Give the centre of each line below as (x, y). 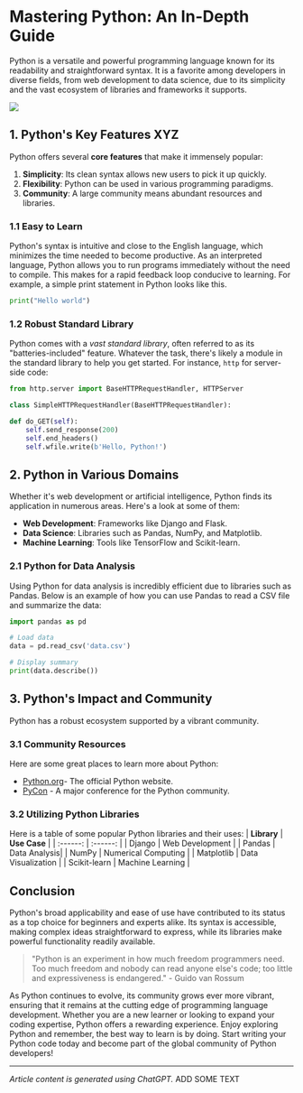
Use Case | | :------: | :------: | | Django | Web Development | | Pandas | (142, 843)
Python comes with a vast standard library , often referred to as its (132, 344)
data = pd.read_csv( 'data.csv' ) (70, 646)
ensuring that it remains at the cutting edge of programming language (139, 1005)
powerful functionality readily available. (83, 941)
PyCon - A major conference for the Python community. (126, 791)
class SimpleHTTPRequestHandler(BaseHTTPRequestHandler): (120, 405)
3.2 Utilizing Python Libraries (74, 814)
